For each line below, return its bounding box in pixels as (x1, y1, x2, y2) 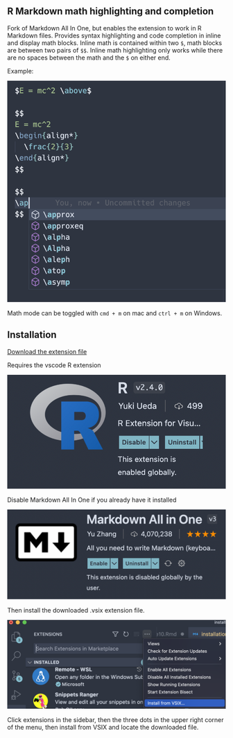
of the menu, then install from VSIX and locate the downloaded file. (7, 723, 199, 731)
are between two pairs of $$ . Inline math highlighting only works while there (7, 46, 223, 54)
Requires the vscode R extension (7, 360, 102, 369)
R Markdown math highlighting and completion (7, 6, 214, 17)
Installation (7, 329, 57, 341)
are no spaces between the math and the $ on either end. (7, 53, 171, 62)
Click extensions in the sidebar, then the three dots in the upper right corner (7, 715, 224, 723)
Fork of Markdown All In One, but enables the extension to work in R (7, 24, 202, 32)
